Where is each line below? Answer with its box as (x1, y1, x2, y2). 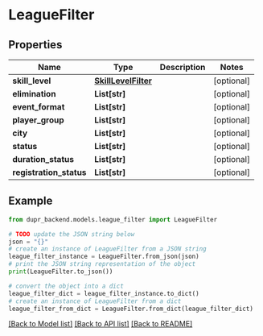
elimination (12, 89, 56, 99)
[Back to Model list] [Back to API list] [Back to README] (8, 319, 193, 329)
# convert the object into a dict (8, 282, 125, 290)
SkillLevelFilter (94, 75, 153, 86)
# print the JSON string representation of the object (8, 260, 196, 268)
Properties (8, 38, 63, 52)
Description (159, 62, 206, 73)
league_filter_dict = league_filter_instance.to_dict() (8, 289, 199, 297)
